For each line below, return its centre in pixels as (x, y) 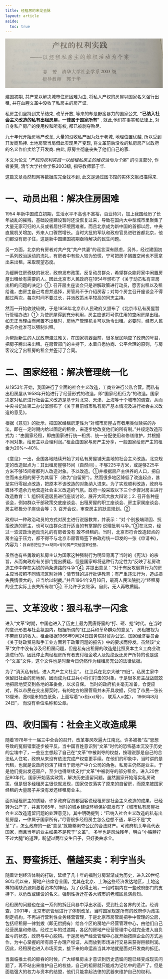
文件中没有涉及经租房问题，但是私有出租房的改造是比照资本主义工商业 (84, 648)
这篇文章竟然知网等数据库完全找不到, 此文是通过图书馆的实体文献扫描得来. (82, 177)
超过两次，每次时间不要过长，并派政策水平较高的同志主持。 (66, 298)
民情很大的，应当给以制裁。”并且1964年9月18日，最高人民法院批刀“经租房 (84, 580)
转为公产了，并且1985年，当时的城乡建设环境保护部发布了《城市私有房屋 (80, 807)
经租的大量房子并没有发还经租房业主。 (44, 790)
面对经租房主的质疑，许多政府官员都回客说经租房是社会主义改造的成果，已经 (84, 800)
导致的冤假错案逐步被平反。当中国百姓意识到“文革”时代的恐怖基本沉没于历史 (84, 746)
